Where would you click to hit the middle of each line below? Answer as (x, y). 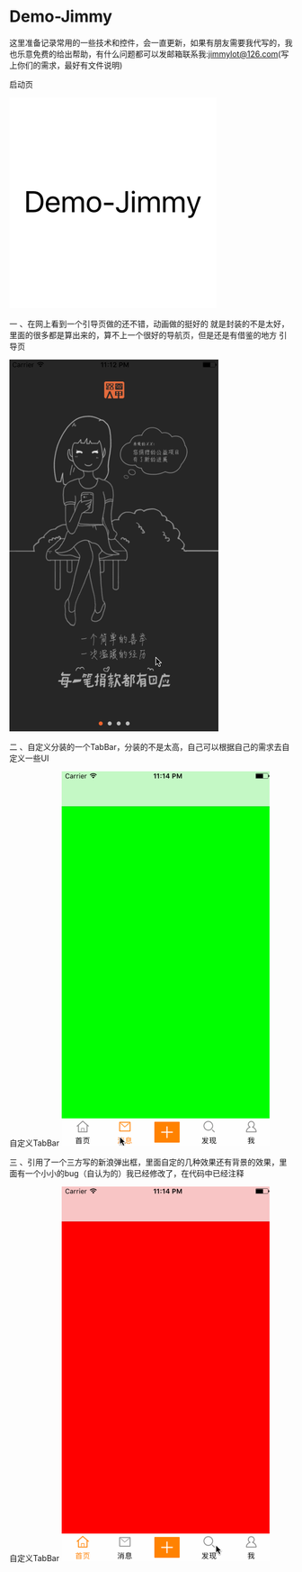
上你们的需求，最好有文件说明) (66, 65)
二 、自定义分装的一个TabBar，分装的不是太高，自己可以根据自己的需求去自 (150, 746)
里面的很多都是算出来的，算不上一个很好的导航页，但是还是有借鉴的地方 (143, 334)
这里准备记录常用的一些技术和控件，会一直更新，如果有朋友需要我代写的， (147, 42)
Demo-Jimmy (61, 17)
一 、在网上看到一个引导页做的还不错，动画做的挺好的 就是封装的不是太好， (149, 324)
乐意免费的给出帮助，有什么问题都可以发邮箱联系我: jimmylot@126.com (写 (153, 54)
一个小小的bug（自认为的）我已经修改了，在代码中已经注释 (134, 1173)
